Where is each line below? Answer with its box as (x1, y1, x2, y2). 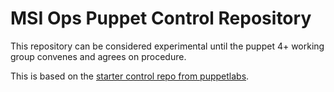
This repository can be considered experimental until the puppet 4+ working (10, 40, 325, 52)
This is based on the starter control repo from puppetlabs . (10, 70, 250, 82)
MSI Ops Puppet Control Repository (10, 7, 312, 30)
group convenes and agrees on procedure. (10, 50, 187, 62)
